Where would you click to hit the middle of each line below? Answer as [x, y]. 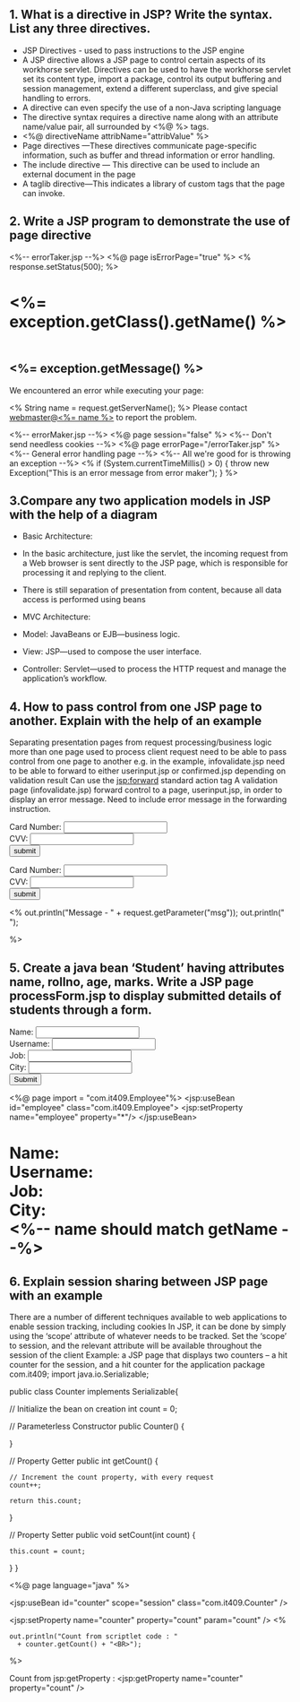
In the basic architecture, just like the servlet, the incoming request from [155, 554]
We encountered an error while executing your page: [107, 390]
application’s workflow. [64, 678]
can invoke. [43, 193]
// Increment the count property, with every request [112, 1478]
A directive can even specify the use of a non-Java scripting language [152, 108]
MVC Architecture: [56, 617]
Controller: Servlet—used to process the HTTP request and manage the [154, 669]
